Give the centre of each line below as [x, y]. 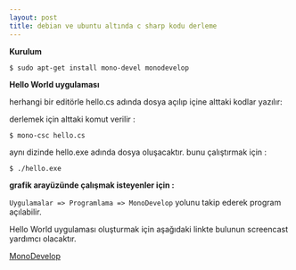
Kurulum [26, 51]
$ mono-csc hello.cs [48, 135]
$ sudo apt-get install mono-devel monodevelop [99, 68]
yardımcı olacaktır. [43, 239]
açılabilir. [25, 212]
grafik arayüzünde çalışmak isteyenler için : [92, 185]
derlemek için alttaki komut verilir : [72, 119]
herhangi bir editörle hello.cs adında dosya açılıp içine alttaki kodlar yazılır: [146, 101]
